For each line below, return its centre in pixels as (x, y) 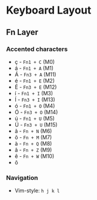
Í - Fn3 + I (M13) (35, 99)
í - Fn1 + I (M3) (34, 93)
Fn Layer (22, 32)
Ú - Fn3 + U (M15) (36, 124)
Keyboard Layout (49, 10)
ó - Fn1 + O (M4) (35, 106)
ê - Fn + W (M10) (34, 156)
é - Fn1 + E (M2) (34, 80)
